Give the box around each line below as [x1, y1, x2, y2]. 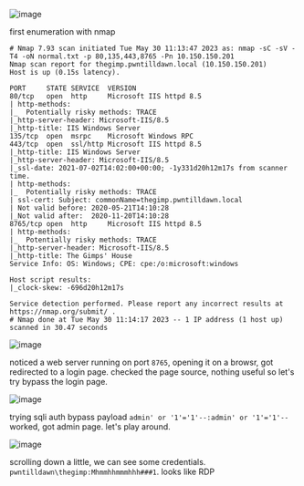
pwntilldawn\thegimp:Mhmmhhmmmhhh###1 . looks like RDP [9, 466, 215, 477]
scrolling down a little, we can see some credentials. [9, 457, 206, 467]
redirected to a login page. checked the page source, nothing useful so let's [9, 367, 295, 377]
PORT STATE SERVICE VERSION [9, 84, 137, 93]
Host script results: [9, 275, 92, 284]
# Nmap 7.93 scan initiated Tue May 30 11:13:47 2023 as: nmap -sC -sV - [9, 44, 297, 53]
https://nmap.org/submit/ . [9, 307, 117, 316]
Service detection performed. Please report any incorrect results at [9, 299, 284, 308]
